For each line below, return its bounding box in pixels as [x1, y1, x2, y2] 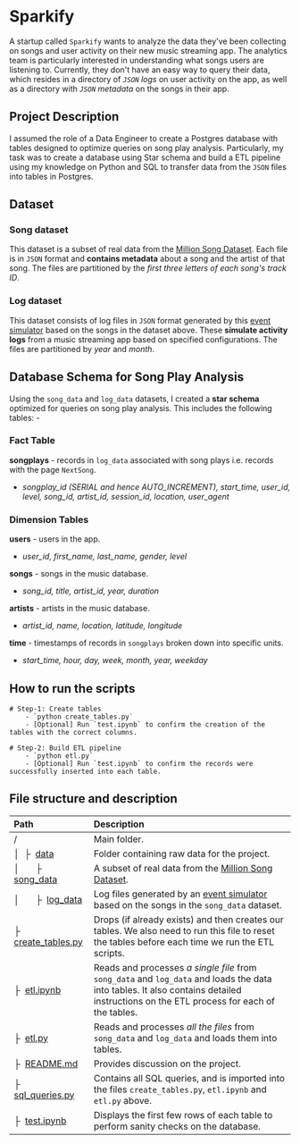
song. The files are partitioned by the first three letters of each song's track [9, 263, 287, 273]
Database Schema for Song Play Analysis [9, 369, 244, 385]
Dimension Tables [9, 513, 89, 526]
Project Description [9, 109, 120, 124]
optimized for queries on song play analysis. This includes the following [9, 402, 272, 413]
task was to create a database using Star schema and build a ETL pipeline [9, 152, 281, 163]
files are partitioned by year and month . [9, 343, 154, 354]
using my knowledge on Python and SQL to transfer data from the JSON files [9, 161, 287, 172]
